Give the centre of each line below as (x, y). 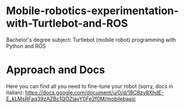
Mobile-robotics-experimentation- (93, 11)
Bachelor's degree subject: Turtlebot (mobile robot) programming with (91, 40)
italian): (15, 92)
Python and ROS (26, 46)
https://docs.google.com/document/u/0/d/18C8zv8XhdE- (95, 92)
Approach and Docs (56, 70)
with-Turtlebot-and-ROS (67, 23)
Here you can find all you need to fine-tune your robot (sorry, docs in (90, 86)
